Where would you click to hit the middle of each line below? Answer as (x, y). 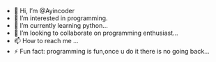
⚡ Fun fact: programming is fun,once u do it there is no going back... (112, 51)
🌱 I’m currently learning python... (61, 25)
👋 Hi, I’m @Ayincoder (44, 11)
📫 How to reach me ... (46, 41)
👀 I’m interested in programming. (61, 18)
